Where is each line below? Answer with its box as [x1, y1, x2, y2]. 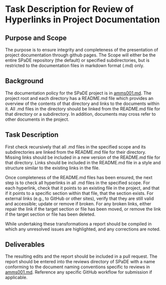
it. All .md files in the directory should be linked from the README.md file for [5, 105, 161, 112]
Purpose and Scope [5, 34, 67, 42]
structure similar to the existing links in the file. [5, 165, 100, 171]
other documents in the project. [5, 116, 70, 122]
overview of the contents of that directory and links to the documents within [5, 100, 160, 106]
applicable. [5, 275, 28, 281]
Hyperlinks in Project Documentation [5, 14, 160, 25]
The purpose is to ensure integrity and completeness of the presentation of [5, 47, 159, 52]
